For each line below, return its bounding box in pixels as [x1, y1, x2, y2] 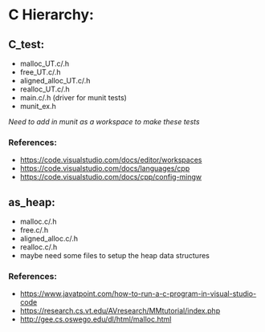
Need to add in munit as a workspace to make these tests [8, 117, 200, 126]
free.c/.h [19, 225, 49, 235]
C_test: [8, 38, 45, 51]
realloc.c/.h [19, 242, 58, 252]
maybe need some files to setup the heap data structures [19, 251, 210, 261]
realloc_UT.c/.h [19, 84, 70, 94]
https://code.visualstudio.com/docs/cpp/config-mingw [19, 172, 202, 182]
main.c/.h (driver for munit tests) [19, 93, 127, 102]
